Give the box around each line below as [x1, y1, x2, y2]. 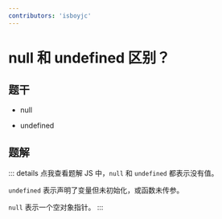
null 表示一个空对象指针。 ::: [8, 202, 104, 213]
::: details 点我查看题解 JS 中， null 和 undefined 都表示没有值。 [8, 168, 219, 178]
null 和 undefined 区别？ [8, 49, 171, 67]
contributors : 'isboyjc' [8, 11, 92, 20]
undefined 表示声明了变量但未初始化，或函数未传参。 [8, 185, 184, 195]
